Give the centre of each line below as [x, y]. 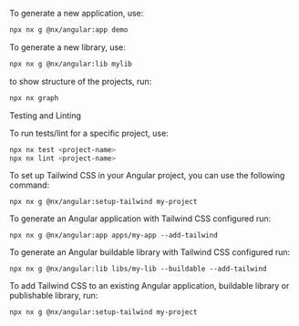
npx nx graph [34, 98]
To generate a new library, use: [67, 47]
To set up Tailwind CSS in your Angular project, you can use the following [147, 176]
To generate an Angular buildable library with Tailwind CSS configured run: [150, 252]
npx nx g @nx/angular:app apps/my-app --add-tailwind [114, 236]
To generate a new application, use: [77, 13]
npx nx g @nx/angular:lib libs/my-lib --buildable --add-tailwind [138, 269]
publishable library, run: [54, 296]
